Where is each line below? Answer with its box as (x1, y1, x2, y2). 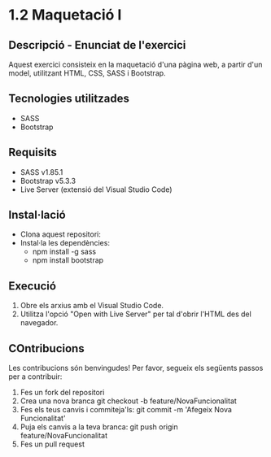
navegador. (20, 318, 59, 328)
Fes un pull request (20, 439, 85, 449)
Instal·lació (8, 208, 67, 222)
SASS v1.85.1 (20, 167, 63, 176)
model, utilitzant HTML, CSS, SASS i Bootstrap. (8, 68, 166, 78)
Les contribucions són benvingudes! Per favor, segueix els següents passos (8, 363, 264, 373)
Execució (8, 279, 57, 293)
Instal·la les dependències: (20, 238, 110, 248)
